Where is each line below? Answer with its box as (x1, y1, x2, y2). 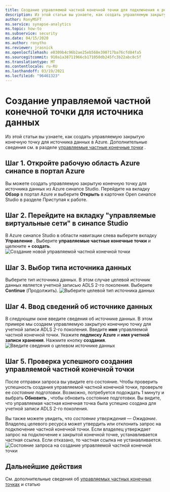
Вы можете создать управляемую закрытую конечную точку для (5, 180, 147, 186)
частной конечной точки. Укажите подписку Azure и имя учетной (5, 332, 150, 338)
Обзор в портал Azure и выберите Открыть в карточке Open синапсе (5, 191, 156, 197)
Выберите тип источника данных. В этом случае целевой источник (5, 277, 151, 283)
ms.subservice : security (5, 31, 58, 36)
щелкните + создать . (5, 243, 52, 249)
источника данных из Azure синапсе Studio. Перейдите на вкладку (5, 185, 150, 192)
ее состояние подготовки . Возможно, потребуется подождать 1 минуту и (5, 389, 164, 395)
